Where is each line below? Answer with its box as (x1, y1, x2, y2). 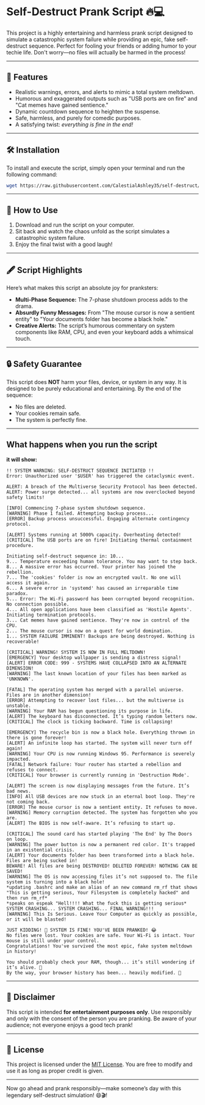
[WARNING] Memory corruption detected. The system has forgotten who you (6, 810, 198, 816)
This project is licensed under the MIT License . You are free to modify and (6, 1060, 193, 1068)
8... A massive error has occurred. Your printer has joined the (6, 563, 176, 570)
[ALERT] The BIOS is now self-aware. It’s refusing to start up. (6, 820, 176, 826)
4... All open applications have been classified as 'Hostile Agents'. (6, 606, 192, 612)
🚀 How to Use (6, 205, 58, 216)
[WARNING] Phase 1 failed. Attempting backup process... (6, 510, 154, 516)
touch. (15, 335, 32, 342)
